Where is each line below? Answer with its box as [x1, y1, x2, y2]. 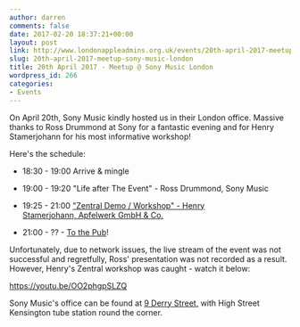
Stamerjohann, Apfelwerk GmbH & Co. [21, 209, 163, 220]
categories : [9, 79, 54, 88]
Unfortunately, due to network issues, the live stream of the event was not [9, 244, 281, 255]
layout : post [9, 37, 58, 47]
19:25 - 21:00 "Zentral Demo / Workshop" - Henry [21, 200, 205, 210]
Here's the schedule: [9, 148, 87, 159]
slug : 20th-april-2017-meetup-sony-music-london [9, 54, 194, 63]
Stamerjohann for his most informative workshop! [9, 131, 192, 142]
